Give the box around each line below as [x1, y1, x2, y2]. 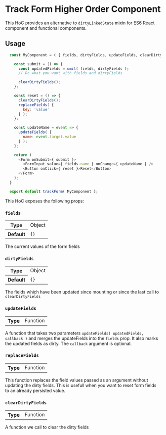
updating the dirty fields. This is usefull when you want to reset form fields [5, 382, 157, 388]
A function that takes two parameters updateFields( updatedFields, [5, 330, 144, 336]
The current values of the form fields [5, 243, 80, 249]
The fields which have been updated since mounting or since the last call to [5, 289, 159, 295]
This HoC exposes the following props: [5, 198, 84, 204]
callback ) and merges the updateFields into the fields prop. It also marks [5, 335, 158, 341]
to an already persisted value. [5, 387, 66, 393]
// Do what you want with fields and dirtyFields [18, 71, 123, 76]
